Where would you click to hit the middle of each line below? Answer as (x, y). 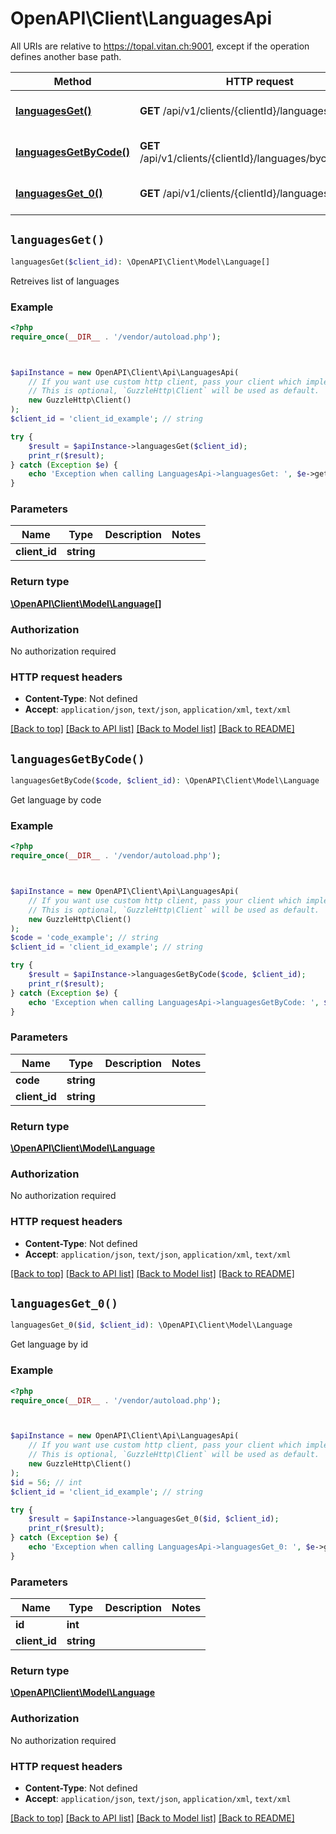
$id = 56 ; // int (46, 1482)
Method (72, 81)
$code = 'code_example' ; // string (84, 938)
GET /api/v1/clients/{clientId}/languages (234, 110)
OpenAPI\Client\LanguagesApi (141, 18)
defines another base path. (66, 56)
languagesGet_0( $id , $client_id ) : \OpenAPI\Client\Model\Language (151, 1325)
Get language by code (56, 800)
